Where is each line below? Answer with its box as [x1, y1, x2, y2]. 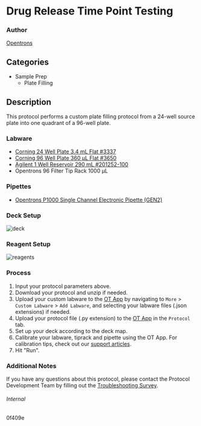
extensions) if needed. [14, 308, 71, 315]
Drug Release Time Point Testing [6, 4, 173, 18]
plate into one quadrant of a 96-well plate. [6, 119, 111, 127]
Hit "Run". [14, 346, 40, 354]
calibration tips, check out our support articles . [14, 340, 132, 348]
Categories [6, 57, 49, 67]
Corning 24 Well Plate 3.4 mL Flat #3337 [14, 148, 116, 155]
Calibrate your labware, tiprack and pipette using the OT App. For [14, 334, 177, 341]
